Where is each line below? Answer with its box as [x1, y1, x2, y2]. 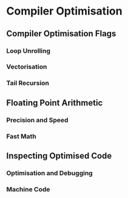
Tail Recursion [6, 79, 50, 87]
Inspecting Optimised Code [6, 150, 112, 161]
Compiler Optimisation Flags [6, 28, 116, 39]
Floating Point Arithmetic [6, 97, 103, 108]
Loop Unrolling [6, 47, 50, 55]
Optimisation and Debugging [6, 168, 93, 177]
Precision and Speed [6, 116, 69, 124]
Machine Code [6, 185, 50, 193]
